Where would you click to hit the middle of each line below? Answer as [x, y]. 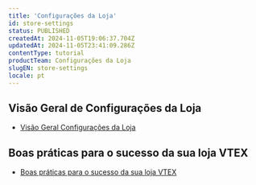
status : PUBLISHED [39, 31]
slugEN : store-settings [48, 68]
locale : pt [27, 76]
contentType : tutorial [46, 53]
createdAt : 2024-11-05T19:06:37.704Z [72, 38]
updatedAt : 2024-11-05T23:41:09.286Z [72, 46]
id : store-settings [41, 23]
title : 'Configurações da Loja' [62, 16]
